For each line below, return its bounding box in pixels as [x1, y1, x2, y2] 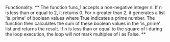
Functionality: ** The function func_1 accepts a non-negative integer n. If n [5, 5, 162, 10]
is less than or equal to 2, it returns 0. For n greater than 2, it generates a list [5, 10, 165, 16]
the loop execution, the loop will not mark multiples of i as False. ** [5, 31, 146, 37]
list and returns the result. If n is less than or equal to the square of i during [5, 26, 162, 32]
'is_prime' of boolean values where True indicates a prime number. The [5, 15, 155, 21]
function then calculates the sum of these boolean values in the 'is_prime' [5, 20, 161, 26]
